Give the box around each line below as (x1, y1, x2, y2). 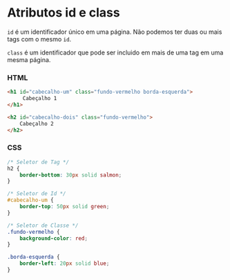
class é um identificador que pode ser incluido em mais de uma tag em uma (7, 48, 224, 57)
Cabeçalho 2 (19, 120, 54, 127)
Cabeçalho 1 (22, 95, 57, 102)
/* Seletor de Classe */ (7, 222, 79, 229)
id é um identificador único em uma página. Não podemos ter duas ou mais (7, 28, 222, 36)
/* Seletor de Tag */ (7, 159, 70, 166)
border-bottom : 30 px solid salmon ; (19, 171, 122, 179)
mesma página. (7, 55, 51, 63)
